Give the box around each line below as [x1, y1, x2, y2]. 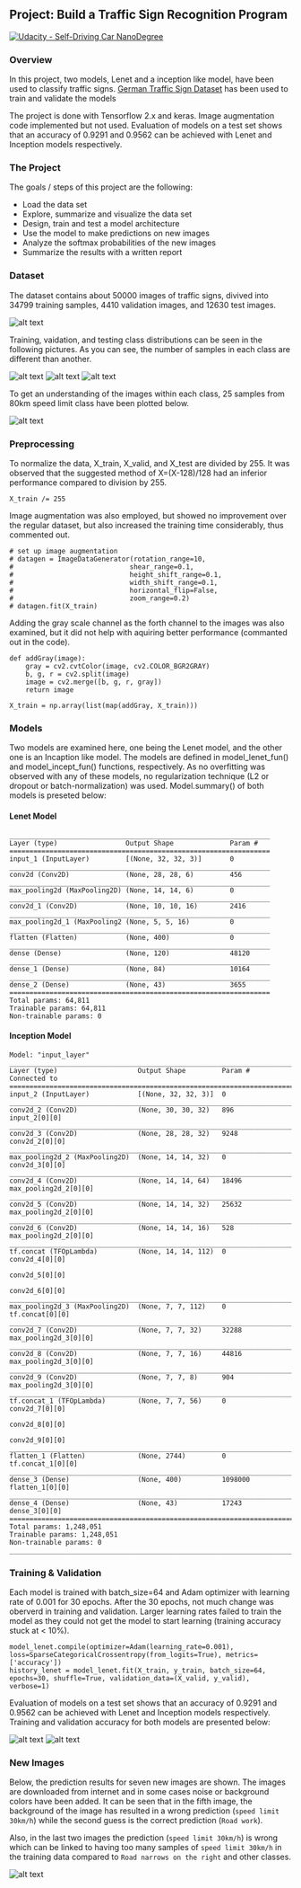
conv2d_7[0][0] [9, 1404, 66, 1414]
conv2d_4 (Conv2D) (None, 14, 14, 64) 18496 [9, 1176, 243, 1185]
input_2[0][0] [9, 1113, 63, 1122]
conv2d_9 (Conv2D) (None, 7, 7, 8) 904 [9, 1372, 235, 1382]
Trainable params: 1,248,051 [9, 1529, 118, 1539]
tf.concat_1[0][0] [9, 1459, 78, 1468]
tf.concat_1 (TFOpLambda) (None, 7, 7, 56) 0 [9, 1396, 227, 1405]
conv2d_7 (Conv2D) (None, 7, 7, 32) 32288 [9, 1325, 243, 1334]
